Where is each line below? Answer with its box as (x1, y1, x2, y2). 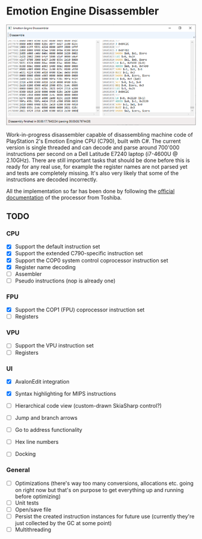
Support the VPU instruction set (14, 342, 94, 349)
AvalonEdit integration (14, 378, 70, 385)
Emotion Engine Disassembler (6, 4, 159, 18)
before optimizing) (14, 493, 61, 500)
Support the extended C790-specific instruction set (14, 250, 143, 257)
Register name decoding (14, 263, 76, 270)
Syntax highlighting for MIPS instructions (14, 390, 116, 397)
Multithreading (14, 526, 52, 533)
